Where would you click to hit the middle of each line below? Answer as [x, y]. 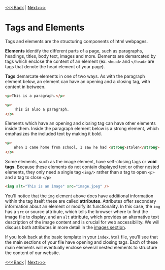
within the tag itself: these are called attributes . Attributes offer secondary [81, 201]
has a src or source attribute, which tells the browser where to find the [77, 211]
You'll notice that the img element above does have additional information [79, 196]
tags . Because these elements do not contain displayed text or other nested [82, 167]
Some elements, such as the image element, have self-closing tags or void [81, 162]
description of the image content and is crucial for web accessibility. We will [82, 222]
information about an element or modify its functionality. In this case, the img [82, 206]
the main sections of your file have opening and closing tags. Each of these [82, 242]
